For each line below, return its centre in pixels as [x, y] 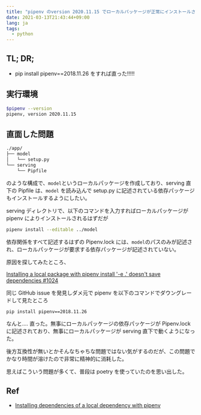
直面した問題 [30, 134]
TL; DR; [20, 58]
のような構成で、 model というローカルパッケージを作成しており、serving [95, 183]
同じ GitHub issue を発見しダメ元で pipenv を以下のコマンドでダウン [91, 293]
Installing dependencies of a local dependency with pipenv [88, 405]
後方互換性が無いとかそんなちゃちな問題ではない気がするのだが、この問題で [101, 351]
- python [22, 34]
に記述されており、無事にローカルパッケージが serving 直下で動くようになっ [101, 331]
